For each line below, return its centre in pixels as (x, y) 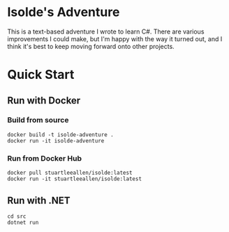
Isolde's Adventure (64, 12)
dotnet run (23, 222)
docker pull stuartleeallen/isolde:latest (70, 173)
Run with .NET (39, 200)
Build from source (38, 120)
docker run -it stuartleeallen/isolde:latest (74, 179)
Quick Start (41, 75)
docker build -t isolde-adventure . (60, 135)
